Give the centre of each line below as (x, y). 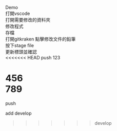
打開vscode (18, 13)
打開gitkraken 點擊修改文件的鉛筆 (41, 39)
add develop (18, 113)
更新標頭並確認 (21, 52)
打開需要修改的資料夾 (28, 20)
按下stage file (20, 45)
